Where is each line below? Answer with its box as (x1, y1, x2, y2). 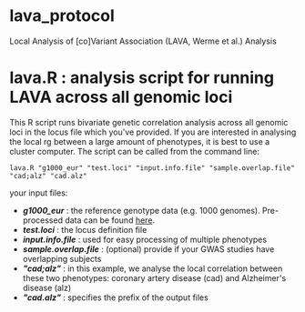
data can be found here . (65, 215, 156, 226)
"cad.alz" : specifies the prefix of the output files (22, 292, 209, 303)
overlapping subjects (22, 253, 102, 264)
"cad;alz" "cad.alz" (9, 171, 88, 180)
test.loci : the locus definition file (22, 224, 147, 235)
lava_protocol (9, 5, 116, 26)
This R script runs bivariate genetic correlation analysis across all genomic (9, 116, 289, 127)
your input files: (9, 187, 68, 198)
